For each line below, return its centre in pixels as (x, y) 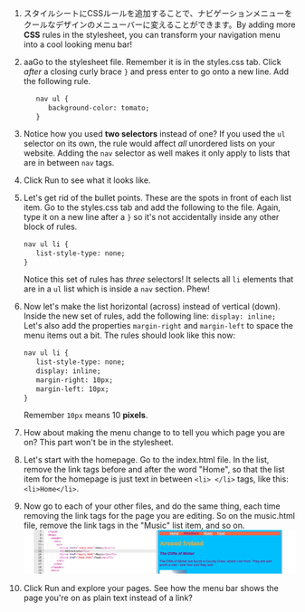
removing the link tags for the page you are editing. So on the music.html (159, 516)
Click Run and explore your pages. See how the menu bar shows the (151, 588)
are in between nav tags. (69, 163)
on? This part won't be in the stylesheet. (99, 442)
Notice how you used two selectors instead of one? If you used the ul (154, 134)
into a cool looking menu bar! (77, 44)
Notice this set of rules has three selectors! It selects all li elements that (158, 279)
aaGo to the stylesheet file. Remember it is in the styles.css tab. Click (152, 62)
